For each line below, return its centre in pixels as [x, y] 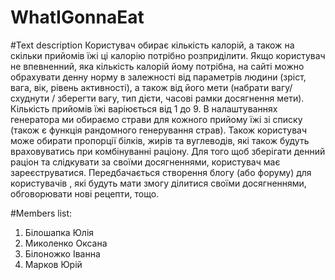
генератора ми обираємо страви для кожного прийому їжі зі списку [156, 119]
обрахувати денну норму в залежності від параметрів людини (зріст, [158, 77]
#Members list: [41, 213]
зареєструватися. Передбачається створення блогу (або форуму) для [161, 172]
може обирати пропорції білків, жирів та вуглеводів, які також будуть [160, 140]
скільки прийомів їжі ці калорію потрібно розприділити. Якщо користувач [168, 55]
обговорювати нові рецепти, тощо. [85, 193]
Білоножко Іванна [62, 253]
